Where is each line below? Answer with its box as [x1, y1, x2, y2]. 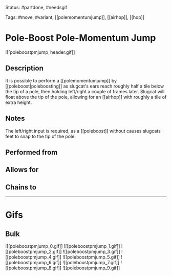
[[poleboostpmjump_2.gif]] [5, 248, 62, 255]
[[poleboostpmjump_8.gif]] [5, 265, 61, 271]
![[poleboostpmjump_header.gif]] [5, 49, 75, 55]
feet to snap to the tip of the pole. [5, 133, 76, 139]
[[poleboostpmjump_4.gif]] [5, 254, 61, 260]
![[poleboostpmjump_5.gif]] [62, 254, 120, 260]
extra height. [5, 99, 32, 105]
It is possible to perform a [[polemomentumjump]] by [5, 77, 117, 83]
